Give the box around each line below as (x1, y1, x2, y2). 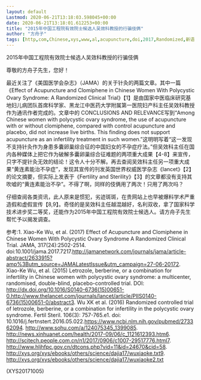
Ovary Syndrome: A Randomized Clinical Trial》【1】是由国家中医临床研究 (6, 94, 186, 101)
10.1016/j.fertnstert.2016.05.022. (6, 318, 85, 325)
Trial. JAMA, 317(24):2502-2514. (6, 242, 87, 248)
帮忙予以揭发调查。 (6, 216, 54, 223)
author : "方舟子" (6, 31, 47, 37)
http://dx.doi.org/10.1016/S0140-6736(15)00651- (6, 286, 124, 293)
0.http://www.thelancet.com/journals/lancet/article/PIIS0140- (6, 293, 157, 299)
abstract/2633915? (6, 254, 53, 261)
